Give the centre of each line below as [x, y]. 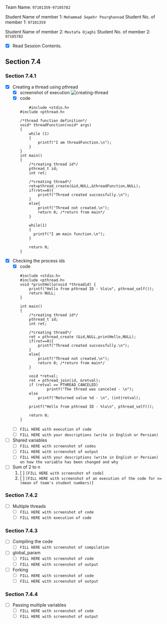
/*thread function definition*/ [53, 121]
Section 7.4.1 [21, 76]
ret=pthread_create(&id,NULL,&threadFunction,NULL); [85, 186]
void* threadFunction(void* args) [56, 125]
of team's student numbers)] [63, 483]
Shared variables [30, 440]
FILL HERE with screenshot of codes [58, 446]
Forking [20, 570]
